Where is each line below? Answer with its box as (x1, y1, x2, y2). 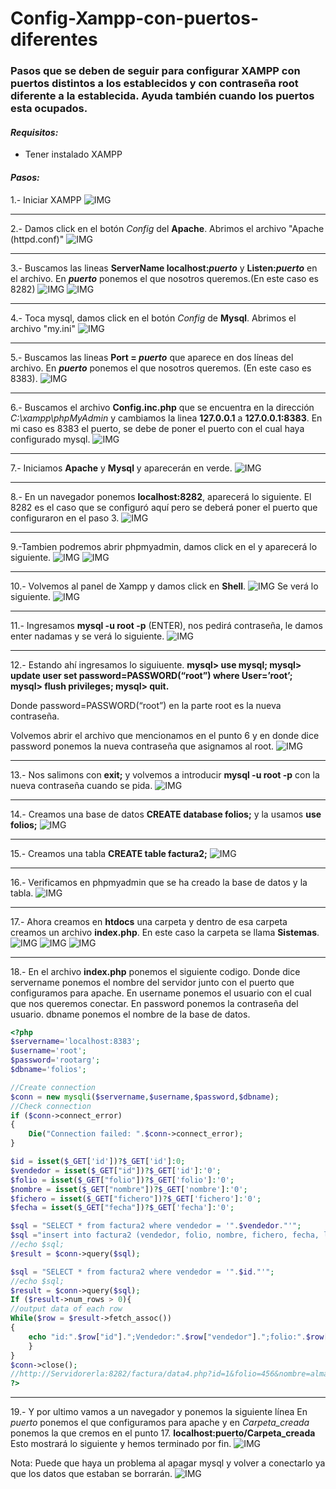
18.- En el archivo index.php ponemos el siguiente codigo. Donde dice (10, 965, 301, 977)
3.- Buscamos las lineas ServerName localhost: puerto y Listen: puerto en (10, 262, 318, 274)
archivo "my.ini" (10, 322, 76, 334)
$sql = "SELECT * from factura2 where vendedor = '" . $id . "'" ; (10, 1267, 275, 1277)
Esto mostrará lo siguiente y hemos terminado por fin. (10, 1438, 232, 1450)
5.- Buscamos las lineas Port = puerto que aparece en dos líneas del (10, 351, 294, 363)
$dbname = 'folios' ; (10, 1065, 87, 1075)
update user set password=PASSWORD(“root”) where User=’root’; (10, 669, 293, 681)
